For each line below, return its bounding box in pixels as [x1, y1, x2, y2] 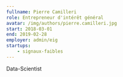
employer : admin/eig [6, 37, 58, 43]
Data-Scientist [6, 65, 42, 72]
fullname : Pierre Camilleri [6, 8, 77, 15]
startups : [6, 43, 31, 49]
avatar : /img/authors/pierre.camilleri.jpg [6, 20, 118, 26]
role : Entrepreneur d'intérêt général [6, 15, 104, 21]
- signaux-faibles [17, 49, 63, 55]
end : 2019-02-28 [6, 32, 47, 38]
